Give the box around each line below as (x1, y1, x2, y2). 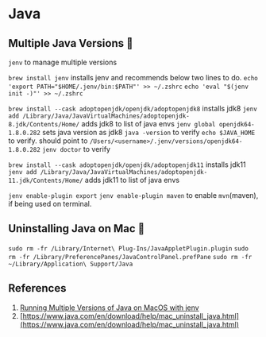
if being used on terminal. (8, 199, 92, 208)
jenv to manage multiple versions (8, 57, 118, 67)
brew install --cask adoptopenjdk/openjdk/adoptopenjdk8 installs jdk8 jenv (8, 104, 258, 113)
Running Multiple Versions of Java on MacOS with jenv (19, 303, 200, 312)
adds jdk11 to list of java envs (84, 176, 180, 184)
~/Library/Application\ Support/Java (8, 260, 133, 268)
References (8, 281, 67, 295)
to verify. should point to (8, 136, 88, 145)
